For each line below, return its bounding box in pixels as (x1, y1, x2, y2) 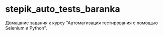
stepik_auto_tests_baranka (5, 3, 121, 15)
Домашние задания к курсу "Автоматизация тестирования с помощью (5, 20, 158, 26)
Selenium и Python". (5, 25, 47, 31)
